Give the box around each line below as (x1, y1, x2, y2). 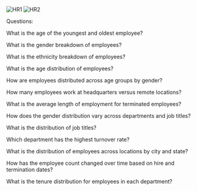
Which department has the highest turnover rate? (6, 136, 130, 143)
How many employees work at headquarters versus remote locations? (6, 88, 182, 96)
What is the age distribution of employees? (6, 65, 114, 72)
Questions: (6, 18, 33, 24)
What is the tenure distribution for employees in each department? (6, 178, 173, 185)
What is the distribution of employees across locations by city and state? (6, 148, 188, 155)
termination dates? (6, 166, 54, 173)
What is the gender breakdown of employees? (6, 41, 122, 48)
